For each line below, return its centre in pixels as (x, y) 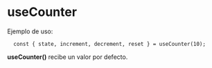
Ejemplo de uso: (30, 31)
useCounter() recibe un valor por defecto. (68, 57)
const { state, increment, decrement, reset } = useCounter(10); (110, 44)
